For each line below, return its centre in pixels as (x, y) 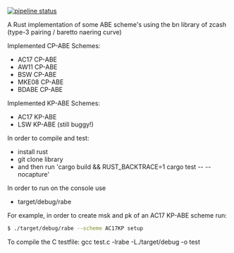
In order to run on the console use (57, 188)
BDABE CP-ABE (40, 89)
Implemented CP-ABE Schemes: (54, 46)
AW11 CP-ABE (37, 67)
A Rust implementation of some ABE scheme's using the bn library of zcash (117, 24)
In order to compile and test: (48, 138)
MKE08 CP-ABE (41, 82)
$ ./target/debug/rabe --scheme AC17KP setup (75, 228)
